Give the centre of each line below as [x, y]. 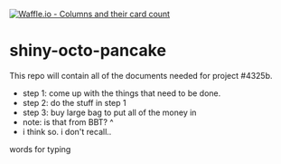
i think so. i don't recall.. [67, 131]
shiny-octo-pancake [88, 51]
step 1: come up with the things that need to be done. [122, 93]
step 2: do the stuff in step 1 [74, 102]
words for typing [40, 149]
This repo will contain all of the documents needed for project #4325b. [141, 75]
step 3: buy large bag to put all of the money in [109, 112]
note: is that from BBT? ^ [68, 121]
